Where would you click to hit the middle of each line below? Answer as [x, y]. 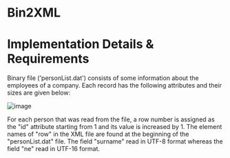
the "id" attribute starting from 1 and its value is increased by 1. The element [115, 127]
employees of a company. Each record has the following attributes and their [115, 86]
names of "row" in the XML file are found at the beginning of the [98, 134]
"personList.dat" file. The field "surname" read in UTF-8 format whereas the [115, 141]
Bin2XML [34, 13]
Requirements [48, 59]
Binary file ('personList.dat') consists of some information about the [103, 78]
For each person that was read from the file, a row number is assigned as [111, 119]
